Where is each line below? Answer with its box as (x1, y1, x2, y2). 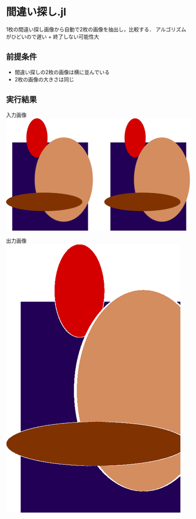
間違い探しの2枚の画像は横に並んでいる (14, 68, 110, 75)
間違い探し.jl (6, 5, 66, 19)
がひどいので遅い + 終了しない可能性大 (6, 33, 99, 40)
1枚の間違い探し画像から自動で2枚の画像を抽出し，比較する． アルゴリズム (6, 26, 187, 33)
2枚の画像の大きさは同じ (14, 75, 75, 83)
